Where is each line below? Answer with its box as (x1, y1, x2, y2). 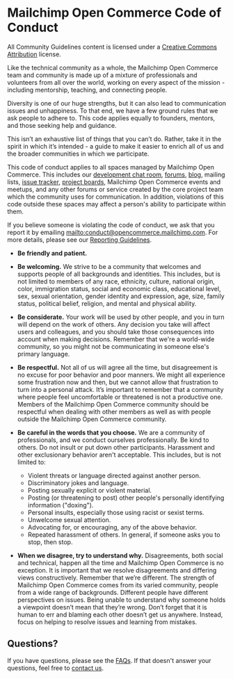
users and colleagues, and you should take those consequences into (17, 327, 214, 336)
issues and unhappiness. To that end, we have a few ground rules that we (7, 106, 218, 115)
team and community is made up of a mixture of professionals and (7, 71, 198, 79)
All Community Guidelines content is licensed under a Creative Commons (7, 42, 218, 51)
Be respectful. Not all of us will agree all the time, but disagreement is (17, 363, 218, 371)
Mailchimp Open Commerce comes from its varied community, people (17, 580, 219, 589)
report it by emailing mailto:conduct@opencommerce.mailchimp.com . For (7, 228, 218, 236)
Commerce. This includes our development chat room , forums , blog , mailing (7, 170, 225, 179)
